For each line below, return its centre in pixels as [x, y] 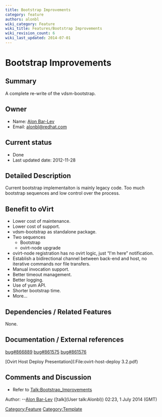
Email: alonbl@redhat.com [39, 127]
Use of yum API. [29, 285]
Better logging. [28, 280]
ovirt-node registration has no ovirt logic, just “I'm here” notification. [83, 253]
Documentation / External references [65, 340]
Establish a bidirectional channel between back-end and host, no [80, 259]
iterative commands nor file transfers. [51, 264]
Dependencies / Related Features [58, 312]
